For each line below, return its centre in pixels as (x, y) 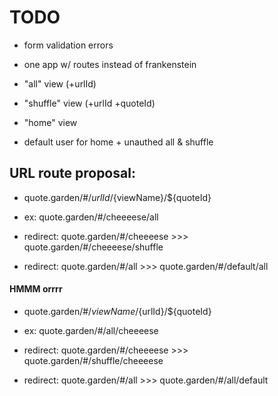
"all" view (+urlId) (60, 83)
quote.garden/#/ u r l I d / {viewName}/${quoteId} (117, 197)
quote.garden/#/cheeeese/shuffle (93, 247)
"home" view (50, 122)
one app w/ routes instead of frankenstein (110, 64)
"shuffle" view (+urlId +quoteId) (89, 103)
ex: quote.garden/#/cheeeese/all (91, 217)
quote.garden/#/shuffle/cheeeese (93, 360)
